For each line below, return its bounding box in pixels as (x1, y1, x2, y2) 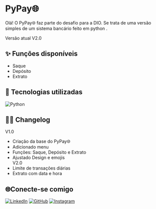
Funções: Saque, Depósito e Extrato (12, 149, 86, 155)
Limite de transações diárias (12, 165, 71, 171)
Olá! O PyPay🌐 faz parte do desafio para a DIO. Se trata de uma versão (5, 19, 152, 25)
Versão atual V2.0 (5, 35, 42, 41)
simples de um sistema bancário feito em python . (5, 25, 108, 31)
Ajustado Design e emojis (12, 155, 65, 161)
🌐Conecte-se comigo (5, 185, 74, 194)
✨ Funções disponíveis (5, 49, 78, 58)
